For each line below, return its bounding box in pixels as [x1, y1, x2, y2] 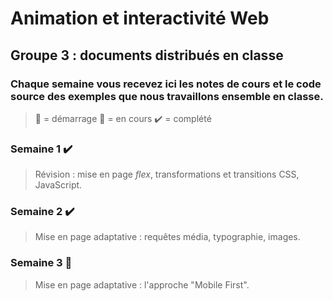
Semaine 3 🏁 [10, 256, 73, 270]
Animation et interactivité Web [10, 7, 270, 30]
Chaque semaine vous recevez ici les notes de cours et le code [10, 77, 322, 91]
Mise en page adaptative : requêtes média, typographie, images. [34, 231, 301, 243]
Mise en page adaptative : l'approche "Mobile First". [34, 278, 250, 291]
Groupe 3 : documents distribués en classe [10, 47, 284, 64]
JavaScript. [34, 179, 83, 191]
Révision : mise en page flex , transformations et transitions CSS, [34, 168, 300, 181]
